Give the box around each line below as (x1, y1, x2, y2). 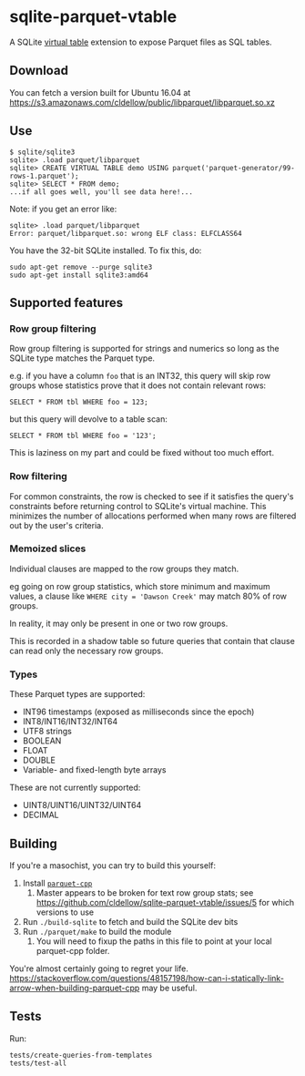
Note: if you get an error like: (9, 203, 117, 214)
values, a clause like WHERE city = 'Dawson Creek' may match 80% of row (9, 590, 287, 601)
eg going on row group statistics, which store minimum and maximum (9, 580, 270, 591)
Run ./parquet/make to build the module (22, 926, 172, 937)
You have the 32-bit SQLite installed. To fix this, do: (9, 244, 202, 256)
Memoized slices (9, 542, 86, 555)
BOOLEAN (22, 735, 62, 746)
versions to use (36, 907, 94, 917)
